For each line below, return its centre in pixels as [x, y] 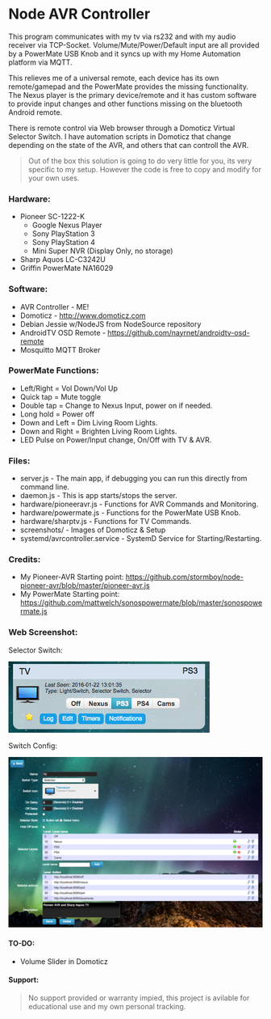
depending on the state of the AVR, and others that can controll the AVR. [129, 145]
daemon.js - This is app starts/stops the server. [98, 496]
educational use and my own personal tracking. [107, 1006]
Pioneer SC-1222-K [52, 217]
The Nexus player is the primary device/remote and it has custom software [132, 95]
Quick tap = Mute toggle [60, 396]
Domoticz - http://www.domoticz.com [83, 315]
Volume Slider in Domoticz [64, 961]
